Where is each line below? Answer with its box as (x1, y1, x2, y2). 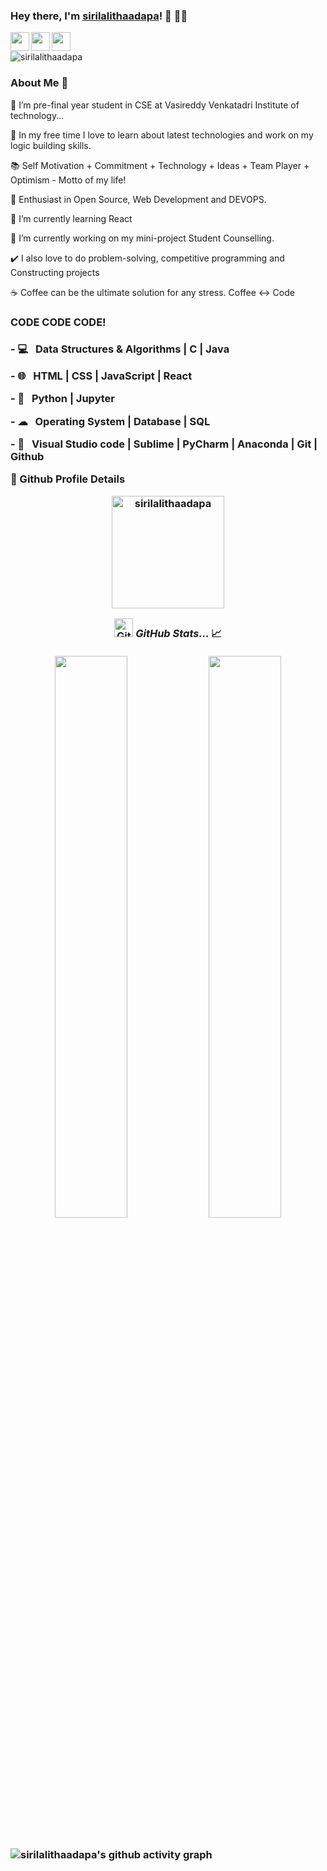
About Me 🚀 (10, 76, 69, 90)
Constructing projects (10, 266, 100, 278)
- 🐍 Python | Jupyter (10, 392, 116, 406)
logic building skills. (10, 139, 92, 151)
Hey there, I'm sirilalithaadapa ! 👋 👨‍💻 (10, 9, 188, 23)
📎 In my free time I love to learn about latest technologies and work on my (10, 129, 314, 141)
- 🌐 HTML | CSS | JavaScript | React (10, 369, 193, 383)
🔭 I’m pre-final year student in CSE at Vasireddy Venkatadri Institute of (10, 99, 300, 111)
